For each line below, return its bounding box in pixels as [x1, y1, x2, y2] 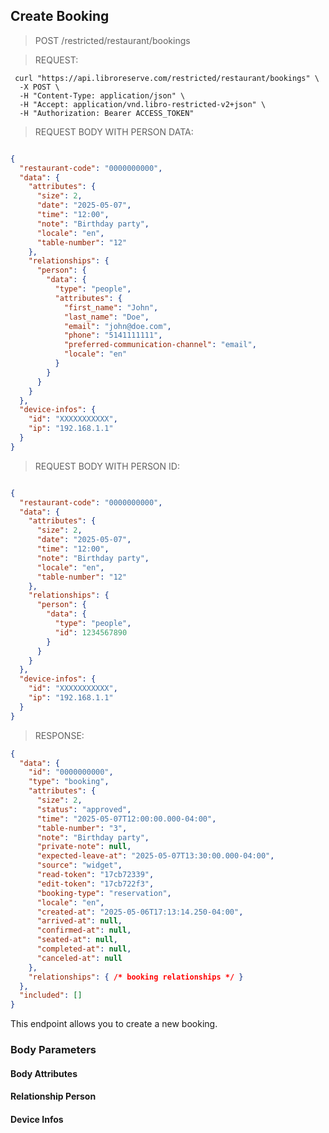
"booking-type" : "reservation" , [36, 888, 172, 898]
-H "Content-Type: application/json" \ [19, 90, 186, 101]
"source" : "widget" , [36, 860, 123, 871]
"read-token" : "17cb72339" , [36, 870, 155, 880]
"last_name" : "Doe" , [63, 312, 150, 322]
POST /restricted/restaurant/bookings [34, 34, 191, 46]
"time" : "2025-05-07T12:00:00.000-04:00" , [36, 814, 217, 824]
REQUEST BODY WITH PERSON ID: [34, 460, 180, 472]
